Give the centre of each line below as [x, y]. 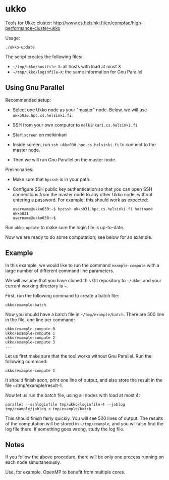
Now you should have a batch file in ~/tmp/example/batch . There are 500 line [85, 314]
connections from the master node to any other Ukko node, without [82, 194]
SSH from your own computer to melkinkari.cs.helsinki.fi [75, 125]
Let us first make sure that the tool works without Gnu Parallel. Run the [78, 356]
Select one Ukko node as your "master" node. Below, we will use [80, 110]
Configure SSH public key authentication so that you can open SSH [82, 189]
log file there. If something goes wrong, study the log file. [65, 429]
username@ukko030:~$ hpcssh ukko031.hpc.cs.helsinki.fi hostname [82, 209]
